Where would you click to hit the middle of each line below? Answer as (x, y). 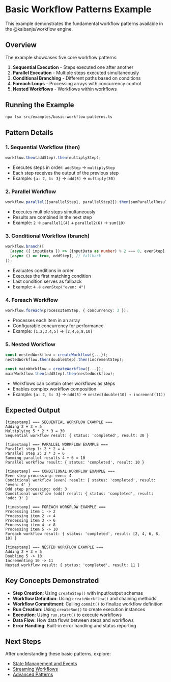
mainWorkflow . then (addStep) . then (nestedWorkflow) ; (60, 374)
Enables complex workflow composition (54, 388)
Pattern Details (29, 132)
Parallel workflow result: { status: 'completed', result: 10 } (75, 462)
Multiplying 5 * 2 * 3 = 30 (35, 431)
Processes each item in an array (46, 321)
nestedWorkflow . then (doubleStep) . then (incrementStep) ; (65, 360)
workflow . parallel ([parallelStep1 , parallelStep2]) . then (67, 202)
